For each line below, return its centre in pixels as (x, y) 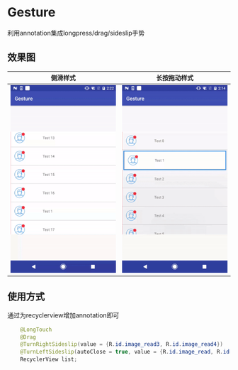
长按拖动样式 (175, 78)
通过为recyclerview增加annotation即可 (63, 315)
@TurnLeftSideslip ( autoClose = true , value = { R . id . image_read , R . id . (126, 352)
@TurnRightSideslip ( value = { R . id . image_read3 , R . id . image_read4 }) (121, 344)
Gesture (32, 12)
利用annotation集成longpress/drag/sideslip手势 (76, 33)
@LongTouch (36, 330)
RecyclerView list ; (49, 359)
